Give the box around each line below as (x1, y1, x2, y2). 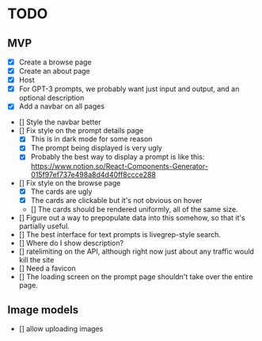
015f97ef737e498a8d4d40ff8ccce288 (30, 170, 156, 179)
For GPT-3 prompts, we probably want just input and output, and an (18, 84, 240, 94)
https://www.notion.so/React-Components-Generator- (30, 161, 209, 170)
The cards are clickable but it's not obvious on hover (30, 195, 203, 205)
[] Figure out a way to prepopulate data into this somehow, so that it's (18, 213, 246, 222)
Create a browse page (18, 57, 92, 67)
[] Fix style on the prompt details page (18, 126, 144, 136)
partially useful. (18, 221, 70, 231)
